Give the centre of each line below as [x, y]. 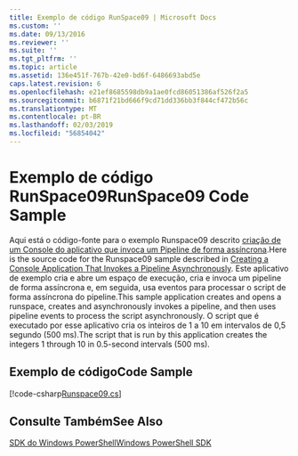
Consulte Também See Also [86, 422]
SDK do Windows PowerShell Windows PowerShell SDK [110, 443]
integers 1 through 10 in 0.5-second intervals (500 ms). [110, 344]
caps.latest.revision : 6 [55, 84]
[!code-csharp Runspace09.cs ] [65, 394]
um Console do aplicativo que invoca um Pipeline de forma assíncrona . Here [148, 249]
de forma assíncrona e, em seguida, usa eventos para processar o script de [148, 287]
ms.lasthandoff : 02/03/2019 [61, 126]
